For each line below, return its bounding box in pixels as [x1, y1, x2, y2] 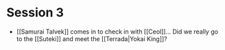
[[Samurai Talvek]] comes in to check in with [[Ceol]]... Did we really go [16, 27, 219, 36]
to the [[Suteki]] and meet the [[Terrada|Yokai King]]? [16, 34, 167, 42]
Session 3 [6, 5, 64, 21]
